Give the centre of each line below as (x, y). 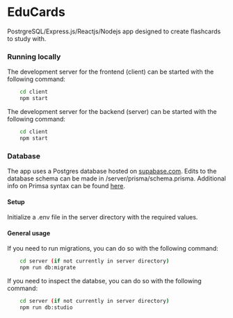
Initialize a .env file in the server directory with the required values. (103, 217)
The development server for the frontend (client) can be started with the (111, 72)
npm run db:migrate (48, 268)
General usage (29, 233)
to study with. (27, 38)
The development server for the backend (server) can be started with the (112, 111)
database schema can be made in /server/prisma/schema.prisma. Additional (116, 178)
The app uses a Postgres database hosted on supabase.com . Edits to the (112, 171)
